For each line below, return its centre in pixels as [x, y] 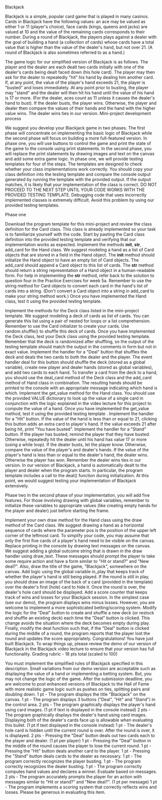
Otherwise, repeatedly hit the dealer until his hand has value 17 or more [76, 439]
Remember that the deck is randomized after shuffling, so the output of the [80, 342]
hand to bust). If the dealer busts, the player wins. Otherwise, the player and [81, 103]
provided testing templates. [32, 205]
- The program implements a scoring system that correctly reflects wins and [81, 787]
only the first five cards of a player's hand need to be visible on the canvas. [80, 541]
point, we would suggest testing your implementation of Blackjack [71, 480]
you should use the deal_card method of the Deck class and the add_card [78, 377]
